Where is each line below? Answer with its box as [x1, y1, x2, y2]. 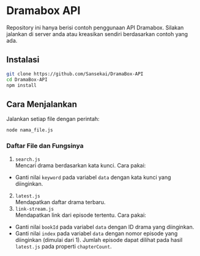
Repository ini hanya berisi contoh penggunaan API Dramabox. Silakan [6, 24, 184, 31]
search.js [15, 156, 41, 163]
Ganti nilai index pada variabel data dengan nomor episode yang [15, 230, 178, 237]
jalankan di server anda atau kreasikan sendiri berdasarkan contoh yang [6, 30, 188, 37]
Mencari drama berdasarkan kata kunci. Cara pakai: [15, 162, 146, 169]
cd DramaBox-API [6, 76, 48, 82]
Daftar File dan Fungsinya [6, 141, 84, 150]
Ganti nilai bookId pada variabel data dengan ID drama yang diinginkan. [15, 224, 194, 231]
